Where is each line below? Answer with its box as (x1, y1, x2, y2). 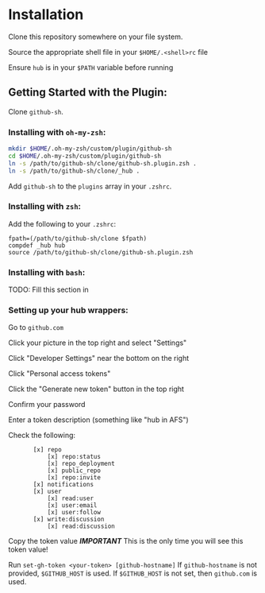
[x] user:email (47, 502, 98, 510)
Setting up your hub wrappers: (8, 304, 129, 316)
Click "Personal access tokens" (8, 369, 111, 378)
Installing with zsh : (8, 201, 82, 212)
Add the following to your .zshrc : (8, 219, 117, 228)
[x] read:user (47, 494, 94, 502)
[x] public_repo (47, 467, 102, 475)
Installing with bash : (8, 266, 86, 277)
